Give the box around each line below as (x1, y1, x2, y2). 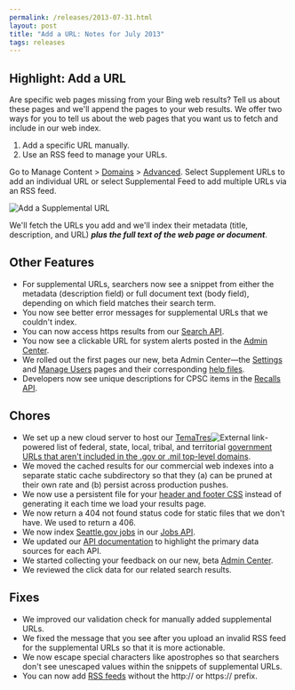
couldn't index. (21, 317, 77, 327)
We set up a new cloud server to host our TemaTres (21, 432, 211, 443)
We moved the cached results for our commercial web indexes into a (21, 460, 274, 471)
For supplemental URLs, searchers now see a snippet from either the (21, 278, 275, 289)
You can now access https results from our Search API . (21, 325, 225, 336)
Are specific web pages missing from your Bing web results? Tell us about (9, 94, 280, 105)
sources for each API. (21, 545, 102, 556)
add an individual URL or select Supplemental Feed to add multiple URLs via (9, 176, 287, 187)
